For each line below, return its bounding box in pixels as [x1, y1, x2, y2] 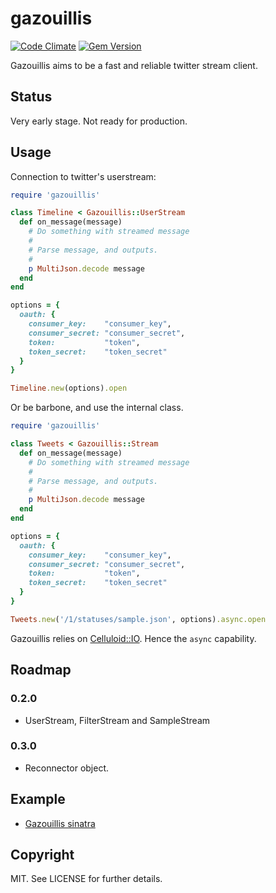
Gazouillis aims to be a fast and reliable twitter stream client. [10, 59, 258, 71]
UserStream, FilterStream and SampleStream [24, 714, 211, 726]
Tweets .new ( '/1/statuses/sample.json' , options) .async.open [10, 614, 267, 624]
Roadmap [10, 662, 72, 679]
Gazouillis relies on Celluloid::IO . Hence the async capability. [10, 632, 257, 644]
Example [10, 791, 66, 808]
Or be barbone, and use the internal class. [10, 402, 184, 414]
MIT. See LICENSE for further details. [10, 873, 163, 885]
